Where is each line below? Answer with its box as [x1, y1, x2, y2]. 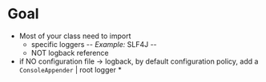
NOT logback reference [30, 48, 109, 57]
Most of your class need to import [18, 31, 131, 41]
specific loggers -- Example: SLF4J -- [30, 39, 157, 49]
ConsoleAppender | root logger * [18, 64, 122, 74]
